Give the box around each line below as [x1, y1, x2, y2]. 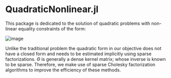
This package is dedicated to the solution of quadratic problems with [5, 20, 151, 26]
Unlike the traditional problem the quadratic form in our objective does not [5, 45, 162, 51]
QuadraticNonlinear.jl [5, 4, 99, 15]
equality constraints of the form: [18, 25, 86, 31]
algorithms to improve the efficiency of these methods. [5, 67, 121, 73]
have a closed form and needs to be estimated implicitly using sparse [5, 51, 152, 57]
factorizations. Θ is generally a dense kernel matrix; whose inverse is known [5, 56, 166, 62]
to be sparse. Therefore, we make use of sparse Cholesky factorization [5, 61, 156, 67]
